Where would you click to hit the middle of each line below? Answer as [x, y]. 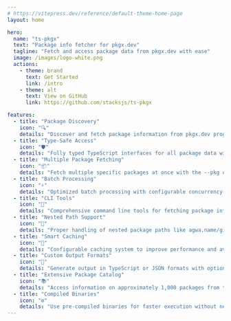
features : [21, 115]
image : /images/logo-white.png [58, 58]
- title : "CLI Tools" [44, 198]
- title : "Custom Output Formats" [63, 256]
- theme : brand [41, 70]
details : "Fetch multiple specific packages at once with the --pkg [120, 173]
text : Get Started [52, 77]
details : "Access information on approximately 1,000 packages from [120, 287]
